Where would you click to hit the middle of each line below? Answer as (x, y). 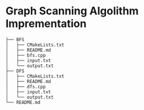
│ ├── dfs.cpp (26, 87)
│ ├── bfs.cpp (26, 55)
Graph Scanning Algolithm (72, 11)
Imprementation (46, 24)
